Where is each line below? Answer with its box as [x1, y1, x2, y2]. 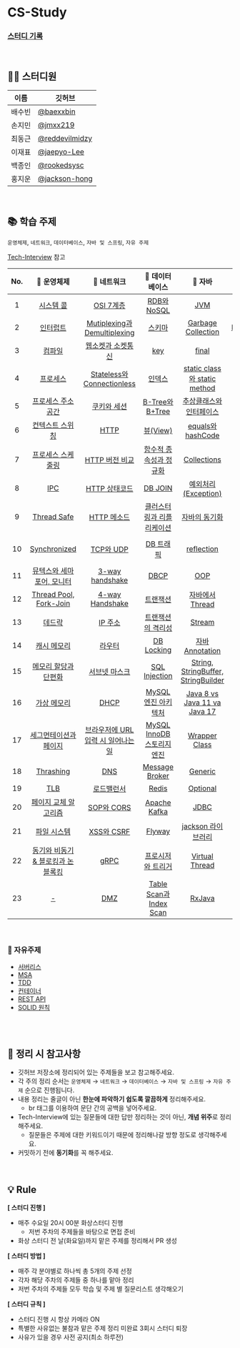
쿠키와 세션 [91, 402, 127, 412]
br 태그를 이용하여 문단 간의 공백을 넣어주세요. [28, 1104, 157, 1112]
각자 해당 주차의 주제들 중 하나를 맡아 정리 [17, 1276, 134, 1284]
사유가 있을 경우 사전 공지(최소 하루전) [17, 1333, 124, 1342]
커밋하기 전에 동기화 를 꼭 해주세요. [17, 1149, 114, 1157]
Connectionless [83, 379, 136, 389]
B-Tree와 [142, 397, 174, 407]
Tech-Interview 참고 [7, 253, 66, 262]
